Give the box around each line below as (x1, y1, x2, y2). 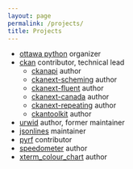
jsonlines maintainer (19, 126, 86, 136)
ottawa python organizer (19, 49, 102, 59)
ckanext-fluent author (31, 83, 104, 93)
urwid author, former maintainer (19, 118, 126, 128)
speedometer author (19, 143, 88, 154)
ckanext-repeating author (31, 100, 117, 110)
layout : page (7, 11, 52, 20)
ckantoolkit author (31, 109, 92, 119)
